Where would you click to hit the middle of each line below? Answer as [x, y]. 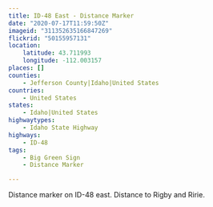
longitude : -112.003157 [62, 61]
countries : [26, 90]
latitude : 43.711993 [57, 53]
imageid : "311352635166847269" [60, 30]
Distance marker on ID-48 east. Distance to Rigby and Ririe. [107, 195]
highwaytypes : [32, 120]
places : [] [26, 68]
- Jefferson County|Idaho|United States [91, 83]
